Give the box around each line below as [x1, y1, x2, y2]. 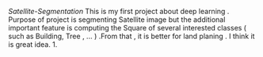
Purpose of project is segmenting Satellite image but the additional [8, 15, 226, 24]
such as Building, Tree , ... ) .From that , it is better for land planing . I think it [8, 31, 255, 41]
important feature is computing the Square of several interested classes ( [8, 23, 247, 32]
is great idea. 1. [8, 40, 58, 49]
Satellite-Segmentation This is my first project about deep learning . [8, 7, 230, 16]
